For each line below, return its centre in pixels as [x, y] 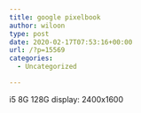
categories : [31, 58]
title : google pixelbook [55, 17]
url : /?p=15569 [37, 50]
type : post [29, 34]
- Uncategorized [47, 67]
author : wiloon [37, 26]
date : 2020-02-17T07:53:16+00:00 [71, 42]
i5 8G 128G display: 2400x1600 [67, 99]
